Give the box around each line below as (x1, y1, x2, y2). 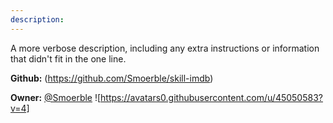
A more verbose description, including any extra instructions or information (10, 42, 320, 54)
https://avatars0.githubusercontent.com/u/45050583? (100, 91, 323, 103)
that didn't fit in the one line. (10, 52, 127, 65)
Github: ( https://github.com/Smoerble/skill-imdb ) (10, 72, 214, 84)
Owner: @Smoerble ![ (10, 91, 102, 103)
